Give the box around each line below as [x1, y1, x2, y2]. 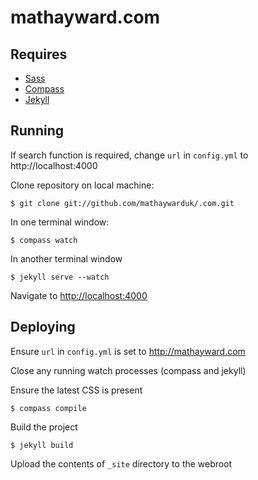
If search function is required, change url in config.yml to [10, 149, 249, 161]
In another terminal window [10, 252, 123, 265]
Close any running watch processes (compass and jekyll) [10, 364, 247, 376]
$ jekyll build [10, 440, 74, 450]
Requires [10, 46, 68, 63]
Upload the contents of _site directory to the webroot [10, 457, 233, 470]
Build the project [10, 421, 78, 433]
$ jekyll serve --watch [10, 272, 110, 282]
